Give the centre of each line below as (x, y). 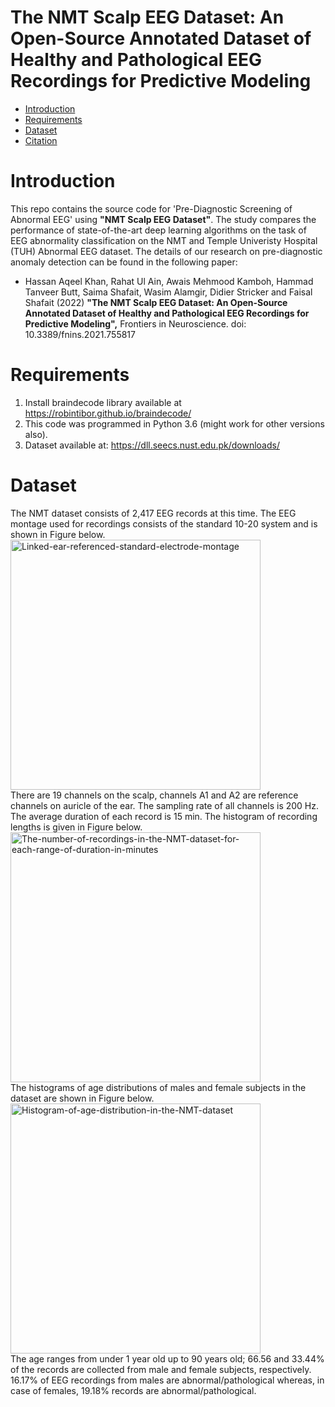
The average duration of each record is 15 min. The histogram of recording (164, 816)
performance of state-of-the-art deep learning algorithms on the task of (158, 230)
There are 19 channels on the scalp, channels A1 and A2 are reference (154, 795)
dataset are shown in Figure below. (82, 1098)
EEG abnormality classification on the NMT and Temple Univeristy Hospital (164, 240)
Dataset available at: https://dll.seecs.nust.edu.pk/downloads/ (152, 445)
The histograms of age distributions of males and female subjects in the (158, 1087)
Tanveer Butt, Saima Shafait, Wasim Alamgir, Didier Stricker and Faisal (168, 292)
